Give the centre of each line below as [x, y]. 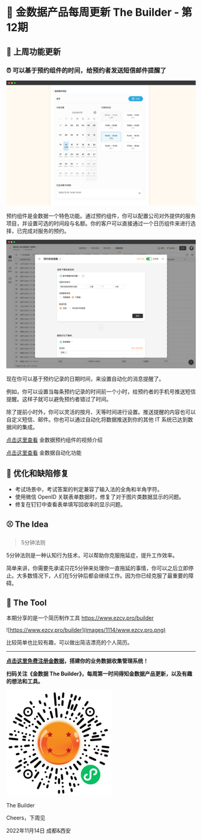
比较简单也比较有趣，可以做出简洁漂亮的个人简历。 [69, 643]
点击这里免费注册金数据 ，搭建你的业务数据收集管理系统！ [77, 661]
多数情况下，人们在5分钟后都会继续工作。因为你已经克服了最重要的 [105, 576]
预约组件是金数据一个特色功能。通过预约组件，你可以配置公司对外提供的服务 [101, 216]
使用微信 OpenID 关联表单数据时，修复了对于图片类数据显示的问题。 [99, 497]
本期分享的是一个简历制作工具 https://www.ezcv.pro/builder [80, 618]
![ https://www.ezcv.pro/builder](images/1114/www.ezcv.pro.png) [86, 630]
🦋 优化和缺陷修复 [38, 473]
